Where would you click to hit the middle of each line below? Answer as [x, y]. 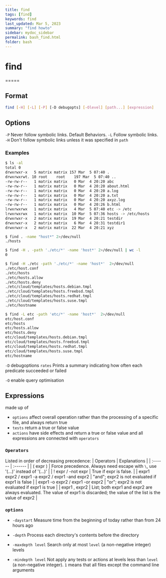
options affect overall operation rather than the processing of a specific [85, 417]
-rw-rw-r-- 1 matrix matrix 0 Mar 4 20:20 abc [59, 182]
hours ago [23, 525]
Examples [17, 153]
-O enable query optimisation [35, 380]
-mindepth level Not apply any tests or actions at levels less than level [85, 560]
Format [17, 96]
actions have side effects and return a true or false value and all [78, 433]
